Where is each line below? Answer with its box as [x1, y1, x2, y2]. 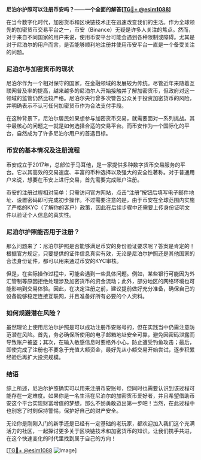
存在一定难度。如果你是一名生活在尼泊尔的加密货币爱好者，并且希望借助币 [11, 392, 195, 400]
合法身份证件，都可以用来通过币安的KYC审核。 [6, 257, 122, 264]
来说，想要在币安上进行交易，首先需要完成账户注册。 [11, 176, 142, 183]
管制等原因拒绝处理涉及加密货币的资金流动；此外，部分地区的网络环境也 [11, 277, 190, 285]
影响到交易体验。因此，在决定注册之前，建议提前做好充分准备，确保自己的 [11, 285, 195, 292]
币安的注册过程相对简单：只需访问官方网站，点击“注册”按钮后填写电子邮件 [6, 189, 190, 196]
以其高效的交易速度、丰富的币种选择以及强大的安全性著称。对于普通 [22, 168, 190, 175]
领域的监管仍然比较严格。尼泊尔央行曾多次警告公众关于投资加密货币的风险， [6, 95, 195, 102]
